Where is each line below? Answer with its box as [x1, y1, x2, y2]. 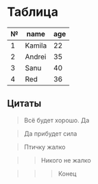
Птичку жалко [23, 143, 66, 151]
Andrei [25, 52, 47, 61]
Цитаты [7, 98, 42, 110]
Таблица [7, 4, 58, 20]
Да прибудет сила [23, 129, 77, 138]
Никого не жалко [40, 156, 91, 164]
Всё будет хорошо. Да [23, 116, 90, 124]
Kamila [25, 41, 47, 50]
